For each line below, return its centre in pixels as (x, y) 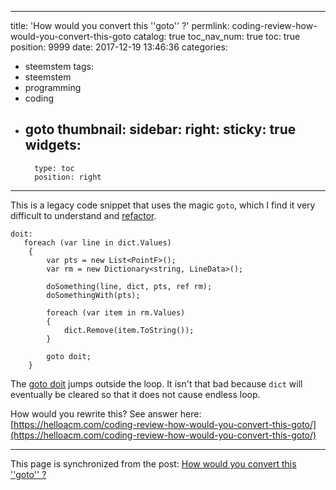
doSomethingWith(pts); (93, 295)
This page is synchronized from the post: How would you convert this (153, 463)
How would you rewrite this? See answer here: (106, 413)
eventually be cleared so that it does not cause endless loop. (135, 394)
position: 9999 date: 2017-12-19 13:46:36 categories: (119, 47)
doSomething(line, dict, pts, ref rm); (129, 286)
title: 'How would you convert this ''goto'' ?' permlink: (120, 25)
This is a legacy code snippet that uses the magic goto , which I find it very (163, 205)
